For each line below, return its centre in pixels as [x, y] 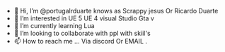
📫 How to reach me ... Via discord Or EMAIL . [80, 41]
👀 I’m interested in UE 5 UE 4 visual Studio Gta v [84, 18]
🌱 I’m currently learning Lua [54, 26]
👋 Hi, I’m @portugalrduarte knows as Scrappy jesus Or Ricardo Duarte [116, 11]
